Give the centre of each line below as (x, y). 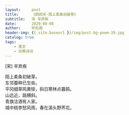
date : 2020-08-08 (30, 24)
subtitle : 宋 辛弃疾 (27, 19)
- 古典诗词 (24, 51)
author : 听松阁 (24, 28)
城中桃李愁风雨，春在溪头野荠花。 (40, 108)
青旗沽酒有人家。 (22, 101)
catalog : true (20, 38)
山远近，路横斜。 (22, 95)
